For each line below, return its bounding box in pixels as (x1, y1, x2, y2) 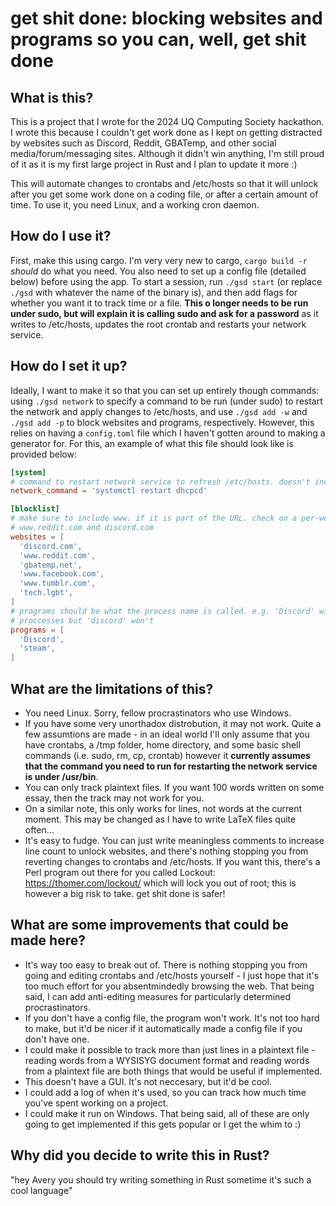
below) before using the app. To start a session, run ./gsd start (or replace (10, 275, 323, 287)
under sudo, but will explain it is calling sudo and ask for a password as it (10, 307, 319, 319)
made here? (10, 932, 86, 949)
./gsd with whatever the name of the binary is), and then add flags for (10, 286, 298, 298)
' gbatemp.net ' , (19, 560, 83, 570)
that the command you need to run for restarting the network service (24, 760, 318, 772)
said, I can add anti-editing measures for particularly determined (24, 990, 292, 1002)
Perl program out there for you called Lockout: (24, 866, 216, 878)
